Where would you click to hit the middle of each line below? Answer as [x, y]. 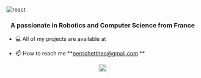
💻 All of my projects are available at [60, 39]
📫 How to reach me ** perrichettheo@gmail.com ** [80, 54]
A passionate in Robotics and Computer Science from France [103, 25]
